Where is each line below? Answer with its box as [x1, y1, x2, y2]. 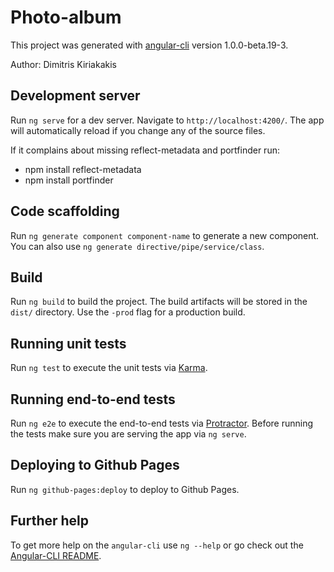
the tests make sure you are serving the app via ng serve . [10, 428, 247, 440]
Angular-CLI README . [10, 549, 102, 561]
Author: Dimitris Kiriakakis [10, 58, 117, 70]
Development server [10, 87, 141, 105]
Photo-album [10, 6, 122, 29]
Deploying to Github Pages [10, 457, 180, 474]
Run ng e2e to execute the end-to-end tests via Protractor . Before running [10, 417, 314, 429]
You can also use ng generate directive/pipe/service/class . [10, 240, 265, 252]
